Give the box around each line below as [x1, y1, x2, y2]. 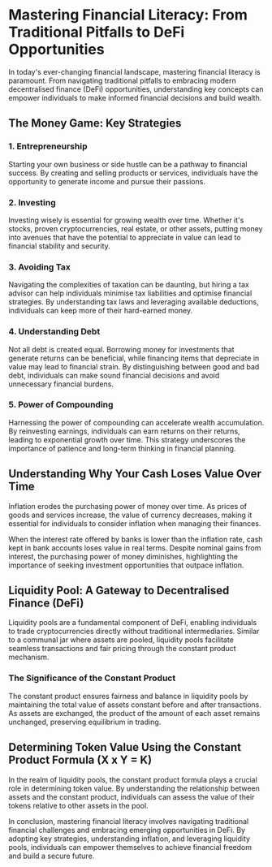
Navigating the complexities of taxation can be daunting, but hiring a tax [8, 280, 249, 290]
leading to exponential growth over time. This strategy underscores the [8, 434, 246, 444]
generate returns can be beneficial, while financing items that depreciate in [8, 353, 260, 363]
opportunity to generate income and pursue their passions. [8, 176, 205, 186]
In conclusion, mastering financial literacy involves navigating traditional [8, 816, 249, 826]
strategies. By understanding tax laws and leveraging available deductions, [8, 297, 260, 307]
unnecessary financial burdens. [8, 379, 114, 389]
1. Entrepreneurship [8, 140, 88, 152]
